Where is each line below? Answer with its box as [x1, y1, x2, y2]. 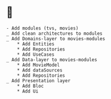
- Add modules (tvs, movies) [6, 25, 79, 31]
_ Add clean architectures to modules [6, 30, 103, 37]
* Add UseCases [17, 51, 55, 58]
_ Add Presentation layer [6, 77, 70, 83]
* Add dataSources [17, 67, 63, 73]
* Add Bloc [17, 83, 44, 89]
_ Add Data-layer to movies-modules [6, 56, 97, 62]
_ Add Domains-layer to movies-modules [6, 35, 106, 41]
